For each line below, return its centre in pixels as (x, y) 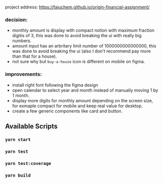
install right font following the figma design (55, 85)
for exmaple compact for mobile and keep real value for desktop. (77, 106)
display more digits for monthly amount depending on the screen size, (82, 100)
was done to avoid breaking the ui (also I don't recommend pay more (81, 51)
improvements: (24, 74)
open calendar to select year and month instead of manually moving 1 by (85, 90)
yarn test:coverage (28, 163)
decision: (16, 20)
